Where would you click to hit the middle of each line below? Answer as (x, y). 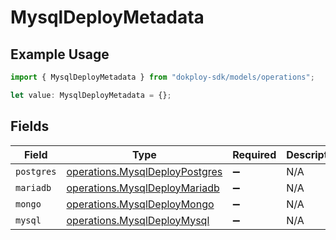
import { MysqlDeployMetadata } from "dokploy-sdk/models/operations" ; (162, 77)
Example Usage (60, 54)
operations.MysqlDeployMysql (138, 220)
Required (254, 154)
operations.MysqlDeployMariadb (143, 188)
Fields (30, 126)
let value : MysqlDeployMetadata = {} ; (91, 95)
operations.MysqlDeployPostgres (144, 171)
